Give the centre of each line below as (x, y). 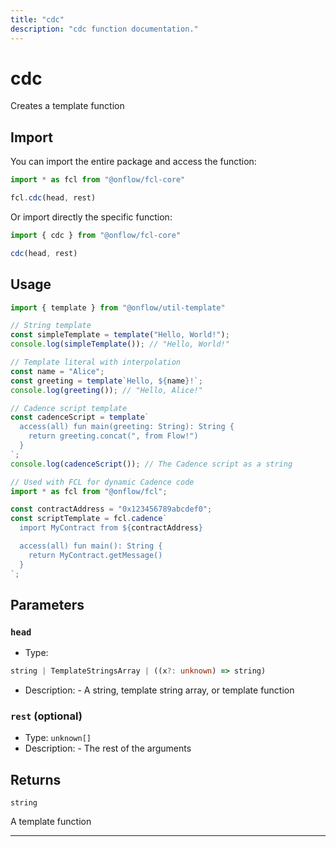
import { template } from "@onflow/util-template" (118, 307)
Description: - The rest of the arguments (108, 748)
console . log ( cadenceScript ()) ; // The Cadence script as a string (151, 464)
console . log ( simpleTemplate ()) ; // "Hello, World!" (120, 344)
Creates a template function (67, 106)
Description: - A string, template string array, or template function (159, 690)
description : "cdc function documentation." (104, 29)
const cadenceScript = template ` (80, 417)
